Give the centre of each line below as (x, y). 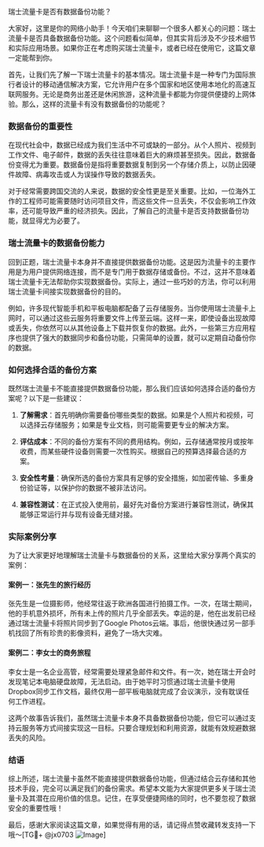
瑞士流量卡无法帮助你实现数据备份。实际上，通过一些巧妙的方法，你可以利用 (132, 281)
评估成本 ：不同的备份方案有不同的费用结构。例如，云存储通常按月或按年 (136, 441)
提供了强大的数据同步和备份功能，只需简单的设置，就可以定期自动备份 (135, 338)
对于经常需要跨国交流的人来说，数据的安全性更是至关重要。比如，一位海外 (128, 191)
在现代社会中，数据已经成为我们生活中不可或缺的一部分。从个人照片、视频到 (132, 145)
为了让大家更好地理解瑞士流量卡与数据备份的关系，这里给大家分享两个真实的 (132, 555)
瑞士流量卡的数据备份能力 (57, 243)
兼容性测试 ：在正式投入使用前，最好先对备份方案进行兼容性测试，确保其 (136, 504)
